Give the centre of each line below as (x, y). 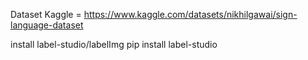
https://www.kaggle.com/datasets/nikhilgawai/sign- (190, 14)
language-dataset (47, 25)
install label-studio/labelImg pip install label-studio (114, 44)
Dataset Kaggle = (46, 14)
